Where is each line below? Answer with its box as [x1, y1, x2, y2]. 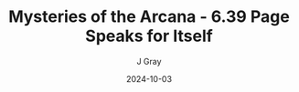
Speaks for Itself [85, 26, 213, 46]
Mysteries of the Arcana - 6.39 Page [8, 6, 290, 27]
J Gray [136, 56, 162, 66]
